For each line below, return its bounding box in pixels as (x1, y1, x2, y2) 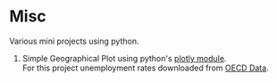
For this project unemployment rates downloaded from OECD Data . (21, 62, 270, 73)
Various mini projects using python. (9, 36, 139, 46)
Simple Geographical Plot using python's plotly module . (21, 53, 227, 63)
